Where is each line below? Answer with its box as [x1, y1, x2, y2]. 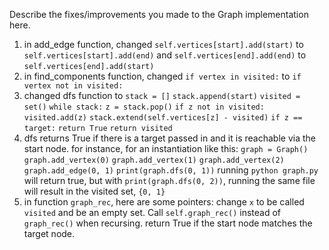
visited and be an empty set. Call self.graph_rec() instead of [23, 207, 282, 218]
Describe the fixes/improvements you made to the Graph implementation [9, 9, 309, 20]
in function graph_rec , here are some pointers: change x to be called [23, 196, 305, 208]
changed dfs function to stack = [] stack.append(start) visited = [23, 90, 301, 101]
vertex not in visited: [23, 81, 124, 91]
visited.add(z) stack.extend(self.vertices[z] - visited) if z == [23, 113, 303, 123]
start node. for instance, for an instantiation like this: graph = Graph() [23, 143, 309, 154]
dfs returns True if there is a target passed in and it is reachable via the [23, 132, 316, 144]
